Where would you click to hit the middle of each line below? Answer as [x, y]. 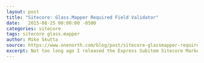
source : [16, 46]
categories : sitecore [34, 28]
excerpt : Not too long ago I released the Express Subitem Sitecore [95, 51]
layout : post [23, 12]
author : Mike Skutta [32, 40]
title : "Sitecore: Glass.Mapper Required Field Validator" [83, 17]
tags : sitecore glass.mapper [43, 34]
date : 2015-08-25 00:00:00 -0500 [51, 23]
